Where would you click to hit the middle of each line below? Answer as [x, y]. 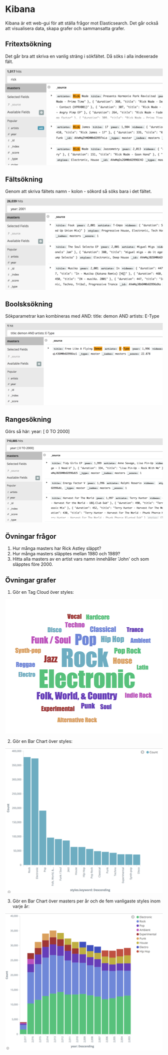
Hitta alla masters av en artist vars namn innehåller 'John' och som [80, 559]
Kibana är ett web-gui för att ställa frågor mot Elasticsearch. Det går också [82, 23]
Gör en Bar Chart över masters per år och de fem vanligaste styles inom [86, 901]
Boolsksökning [29, 304]
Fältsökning [24, 179]
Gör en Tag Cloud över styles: [43, 592]
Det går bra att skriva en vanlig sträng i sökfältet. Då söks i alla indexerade [82, 56]
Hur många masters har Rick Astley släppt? [57, 548]
